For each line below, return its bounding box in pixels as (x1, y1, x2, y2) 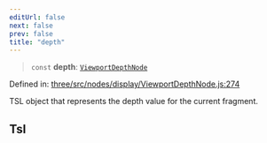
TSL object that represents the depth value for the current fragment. (9, 96, 259, 107)
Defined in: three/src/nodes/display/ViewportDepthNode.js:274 (9, 79, 240, 89)
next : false (9, 21, 53, 30)
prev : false (9, 29, 53, 38)
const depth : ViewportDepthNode (30, 62, 148, 72)
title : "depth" (9, 37, 66, 47)
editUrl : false (9, 12, 66, 22)
